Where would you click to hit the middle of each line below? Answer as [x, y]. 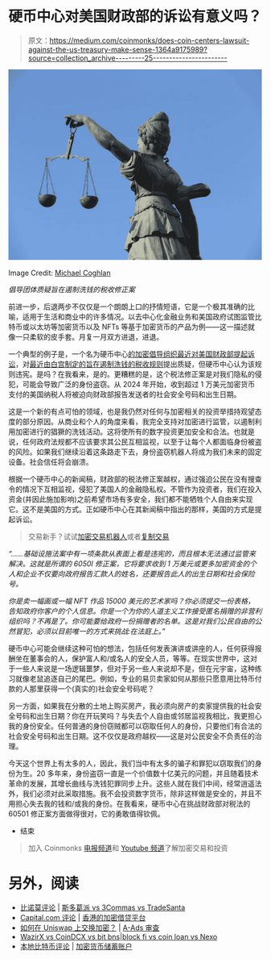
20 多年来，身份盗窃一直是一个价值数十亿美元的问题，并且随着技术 [147, 773]
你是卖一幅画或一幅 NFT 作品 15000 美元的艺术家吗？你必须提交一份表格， [132, 601]
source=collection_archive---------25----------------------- [127, 58]
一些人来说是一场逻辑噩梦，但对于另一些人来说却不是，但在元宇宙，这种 [135, 668]
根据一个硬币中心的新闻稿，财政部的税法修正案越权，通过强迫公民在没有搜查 [135, 479]
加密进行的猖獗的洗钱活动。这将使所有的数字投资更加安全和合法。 [124, 432]
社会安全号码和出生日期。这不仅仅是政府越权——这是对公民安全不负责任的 [131, 736]
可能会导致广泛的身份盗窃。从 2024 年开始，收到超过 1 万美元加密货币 [139, 384]
